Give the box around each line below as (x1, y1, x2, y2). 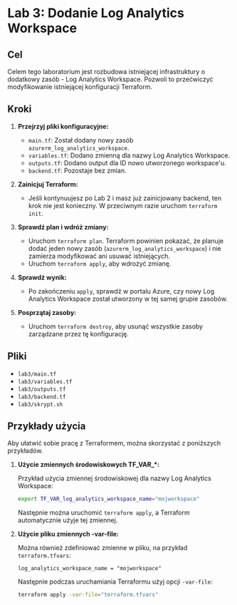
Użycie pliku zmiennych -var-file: (17, 529, 120, 539)
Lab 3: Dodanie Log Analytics (7, 5, 185, 21)
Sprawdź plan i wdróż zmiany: (17, 222, 109, 231)
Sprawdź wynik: (17, 273, 67, 281)
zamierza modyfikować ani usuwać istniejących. (28, 252, 171, 260)
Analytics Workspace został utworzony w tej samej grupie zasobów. (28, 294, 228, 303)
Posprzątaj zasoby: (17, 308, 77, 316)
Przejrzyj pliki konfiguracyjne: (17, 122, 109, 130)
